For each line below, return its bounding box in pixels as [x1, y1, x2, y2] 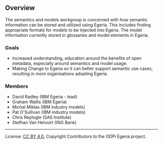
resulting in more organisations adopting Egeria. [12, 71, 108, 77]
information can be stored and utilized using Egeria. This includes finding [5, 22, 151, 28]
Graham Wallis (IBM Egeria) [12, 99, 67, 105]
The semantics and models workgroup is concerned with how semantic [5, 16, 148, 22]
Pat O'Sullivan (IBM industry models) [12, 109, 86, 115]
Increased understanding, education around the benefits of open [12, 55, 142, 61]
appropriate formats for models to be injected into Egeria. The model [5, 27, 142, 33]
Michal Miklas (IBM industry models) [12, 104, 85, 110]
